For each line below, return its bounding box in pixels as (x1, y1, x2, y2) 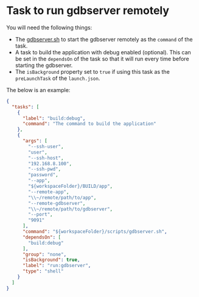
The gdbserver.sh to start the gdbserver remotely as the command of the (15, 35, 193, 43)
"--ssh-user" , (28, 143, 64, 149)
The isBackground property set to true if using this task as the (15, 68, 170, 75)
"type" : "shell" (22, 268, 64, 274)
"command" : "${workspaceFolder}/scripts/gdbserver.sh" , (22, 229, 167, 235)
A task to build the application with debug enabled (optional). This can (15, 48, 192, 55)
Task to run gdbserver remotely (6, 4, 169, 18)
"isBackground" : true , (22, 257, 80, 263)
